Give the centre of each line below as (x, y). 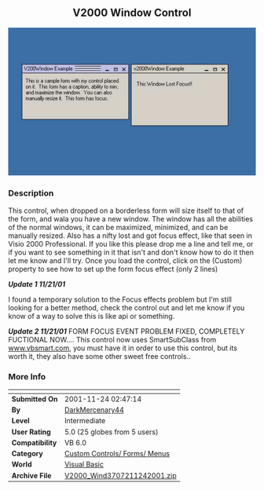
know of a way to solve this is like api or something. (92, 316)
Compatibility (34, 442)
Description (31, 193)
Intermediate (85, 421)
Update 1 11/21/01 (37, 284)
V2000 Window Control (132, 13)
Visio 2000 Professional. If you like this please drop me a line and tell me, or (131, 243)
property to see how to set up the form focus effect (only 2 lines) (113, 269)
